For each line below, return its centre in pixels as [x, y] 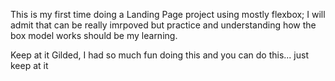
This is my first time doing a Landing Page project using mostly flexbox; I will [168, 14]
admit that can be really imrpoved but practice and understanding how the [163, 25]
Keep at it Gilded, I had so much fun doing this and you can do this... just [159, 55]
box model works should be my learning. [94, 35]
